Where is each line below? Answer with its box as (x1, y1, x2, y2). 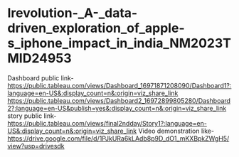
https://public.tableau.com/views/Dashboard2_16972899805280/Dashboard (7, 96, 231, 104)
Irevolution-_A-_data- (7, 5, 138, 21)
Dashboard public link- (7, 73, 74, 82)
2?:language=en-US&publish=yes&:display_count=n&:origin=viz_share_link (7, 104, 227, 112)
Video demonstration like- (138, 126, 215, 135)
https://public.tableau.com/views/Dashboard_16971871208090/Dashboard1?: (7, 81, 232, 90)
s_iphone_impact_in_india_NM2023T (7, 36, 231, 51)
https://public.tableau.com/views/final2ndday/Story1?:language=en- (7, 119, 208, 127)
